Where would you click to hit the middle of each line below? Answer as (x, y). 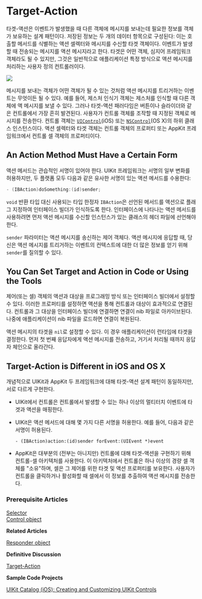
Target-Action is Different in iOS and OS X (86, 366)
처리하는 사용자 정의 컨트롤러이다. (46, 66)
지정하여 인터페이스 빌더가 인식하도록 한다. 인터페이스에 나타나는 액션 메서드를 (104, 209)
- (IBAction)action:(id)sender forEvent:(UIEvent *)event (89, 441)
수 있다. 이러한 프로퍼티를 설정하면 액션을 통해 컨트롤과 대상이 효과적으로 (91, 304)
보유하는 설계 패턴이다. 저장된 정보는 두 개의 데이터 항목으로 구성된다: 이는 (99, 36)
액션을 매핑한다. (45, 409)
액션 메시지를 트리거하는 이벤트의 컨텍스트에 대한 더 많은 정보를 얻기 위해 (103, 245)
